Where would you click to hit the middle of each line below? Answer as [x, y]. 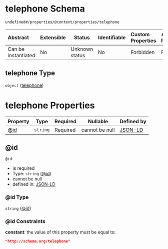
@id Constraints [25, 221]
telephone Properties [50, 105]
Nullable [98, 121]
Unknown [82, 49]
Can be [16, 49]
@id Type [17, 197]
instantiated [21, 55]
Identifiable [112, 37]
